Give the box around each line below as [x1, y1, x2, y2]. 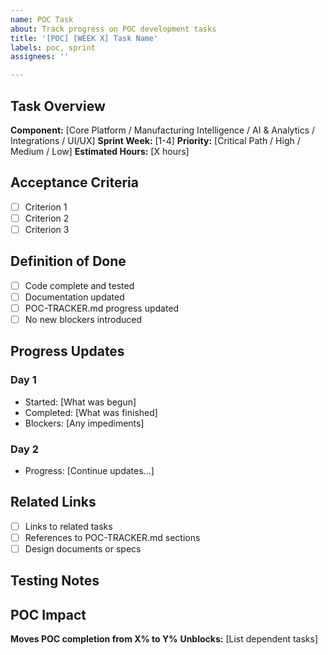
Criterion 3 [24, 223, 70, 235]
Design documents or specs [24, 542, 142, 555]
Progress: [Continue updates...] [24, 464, 155, 476]
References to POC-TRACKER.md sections [24, 531, 201, 543]
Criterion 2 [24, 212, 70, 224]
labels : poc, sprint [10, 42, 97, 53]
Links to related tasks [24, 520, 113, 532]
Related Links [10, 494, 97, 511]
